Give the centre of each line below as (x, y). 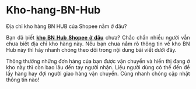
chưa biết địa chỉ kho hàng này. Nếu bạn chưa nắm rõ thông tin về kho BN (98, 44)
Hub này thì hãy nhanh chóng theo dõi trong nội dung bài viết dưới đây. (91, 49)
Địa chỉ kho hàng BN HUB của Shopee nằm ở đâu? (66, 26)
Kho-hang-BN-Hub (53, 10)
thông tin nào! (23, 80)
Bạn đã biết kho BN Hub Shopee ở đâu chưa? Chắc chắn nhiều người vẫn (98, 37)
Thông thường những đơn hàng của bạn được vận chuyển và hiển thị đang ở (98, 61)
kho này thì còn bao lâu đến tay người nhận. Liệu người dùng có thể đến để (98, 67)
